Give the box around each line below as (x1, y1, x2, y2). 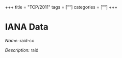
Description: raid (5, 47, 39, 53)
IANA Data (5, 22, 49, 32)
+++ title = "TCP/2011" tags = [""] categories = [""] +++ (5, 4, 118, 10)
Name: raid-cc (5, 37, 34, 43)
